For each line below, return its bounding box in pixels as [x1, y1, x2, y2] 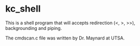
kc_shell [5, 3, 41, 15]
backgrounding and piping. [5, 25, 62, 31]
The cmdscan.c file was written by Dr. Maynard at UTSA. [5, 35, 125, 41]
